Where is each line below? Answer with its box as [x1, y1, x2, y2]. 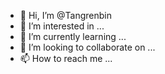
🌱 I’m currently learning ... [19, 31, 127, 42]
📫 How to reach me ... [19, 53, 113, 64]
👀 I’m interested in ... [19, 20, 105, 32]
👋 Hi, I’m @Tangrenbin [19, 10, 112, 21]
